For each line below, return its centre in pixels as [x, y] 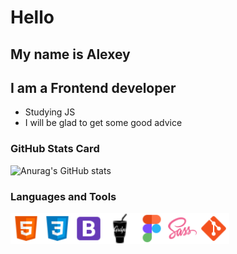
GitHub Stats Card [55, 149]
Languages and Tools [63, 196]
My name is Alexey [70, 54]
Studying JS [50, 112]
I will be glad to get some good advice [103, 123]
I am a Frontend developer [93, 87]
